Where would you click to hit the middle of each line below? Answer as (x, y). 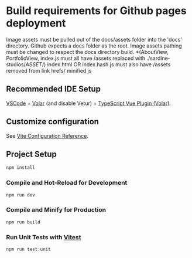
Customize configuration (53, 122)
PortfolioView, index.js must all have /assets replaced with (76, 58)
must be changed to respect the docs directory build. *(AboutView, (87, 52)
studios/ (16, 64)
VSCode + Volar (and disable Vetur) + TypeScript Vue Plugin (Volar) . (89, 103)
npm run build (23, 222)
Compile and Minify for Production (56, 210)
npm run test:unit (28, 249)
